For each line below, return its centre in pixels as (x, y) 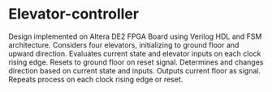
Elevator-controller (74, 14)
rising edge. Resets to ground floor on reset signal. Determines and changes (136, 62)
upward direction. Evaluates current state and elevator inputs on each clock (135, 53)
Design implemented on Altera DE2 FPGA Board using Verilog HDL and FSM (135, 36)
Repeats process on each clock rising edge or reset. (96, 79)
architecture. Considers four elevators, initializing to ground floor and (124, 44)
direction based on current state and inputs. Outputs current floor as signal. (135, 70)
